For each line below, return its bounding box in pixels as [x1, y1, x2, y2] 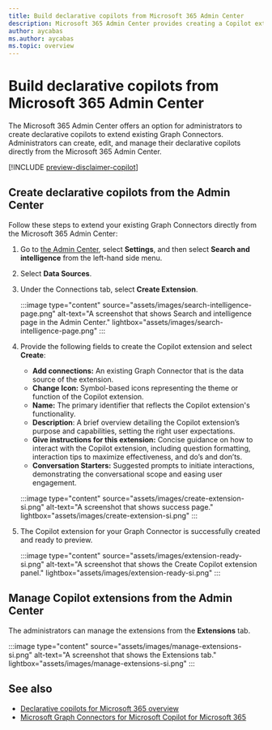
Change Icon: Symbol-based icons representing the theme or [32, 382, 239, 393]
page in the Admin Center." [19, 317, 111, 327]
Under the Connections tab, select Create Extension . [19, 284, 198, 294]
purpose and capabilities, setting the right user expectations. [32, 426, 236, 436]
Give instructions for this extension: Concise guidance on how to [32, 434, 253, 444]
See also [8, 682, 53, 696]
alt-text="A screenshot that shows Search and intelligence [57, 309, 253, 318]
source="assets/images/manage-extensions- [90, 641, 242, 651]
